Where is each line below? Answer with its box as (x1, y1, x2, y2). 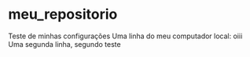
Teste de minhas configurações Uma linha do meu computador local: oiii (8, 31, 243, 41)
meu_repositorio (8, 5, 118, 23)
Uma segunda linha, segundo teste (8, 39, 121, 48)
